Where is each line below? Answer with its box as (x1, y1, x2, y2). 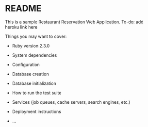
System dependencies (12, 52, 57, 58)
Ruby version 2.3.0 (12, 43, 50, 48)
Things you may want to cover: (5, 33, 67, 39)
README (5, 3, 42, 14)
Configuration (12, 62, 40, 67)
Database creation (12, 71, 49, 77)
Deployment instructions (12, 109, 62, 114)
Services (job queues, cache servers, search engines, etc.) (12, 99, 131, 105)
